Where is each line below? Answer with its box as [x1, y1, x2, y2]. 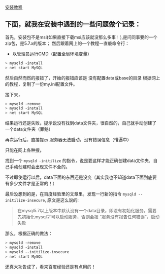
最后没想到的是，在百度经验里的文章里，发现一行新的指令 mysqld [5, 191, 136, 197]
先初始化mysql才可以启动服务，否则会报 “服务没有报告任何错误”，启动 [17, 214, 160, 220]
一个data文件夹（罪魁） [5, 126, 53, 132]
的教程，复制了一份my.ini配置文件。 [5, 81, 78, 87]
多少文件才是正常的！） [9, 181, 57, 187]
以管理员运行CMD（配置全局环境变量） [12, 51, 92, 57]
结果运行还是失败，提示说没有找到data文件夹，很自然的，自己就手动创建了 [5, 120, 157, 126]
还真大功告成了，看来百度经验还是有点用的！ [5, 264, 96, 270]
